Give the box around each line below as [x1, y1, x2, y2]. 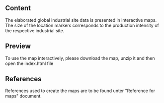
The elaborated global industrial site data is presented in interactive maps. [5, 17, 157, 23]
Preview [5, 42, 31, 51]
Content [5, 4, 31, 12]
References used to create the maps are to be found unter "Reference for [5, 88, 156, 94]
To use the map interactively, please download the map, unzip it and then [5, 55, 155, 61]
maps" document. [5, 93, 42, 99]
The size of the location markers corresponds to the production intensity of [5, 22, 159, 28]
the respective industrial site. [5, 27, 65, 34]
